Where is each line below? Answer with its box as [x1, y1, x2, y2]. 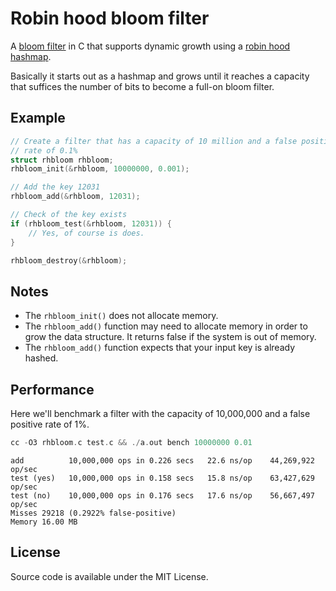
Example [10, 110, 66, 127]
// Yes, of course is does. [28, 228, 145, 238]
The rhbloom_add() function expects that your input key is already [24, 342, 296, 354]
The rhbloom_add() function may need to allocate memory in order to [24, 320, 308, 332]
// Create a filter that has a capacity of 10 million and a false [10, 136, 298, 146]
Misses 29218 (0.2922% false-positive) [10, 508, 177, 518]
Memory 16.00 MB [10, 517, 78, 527]
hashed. [24, 352, 59, 364]
